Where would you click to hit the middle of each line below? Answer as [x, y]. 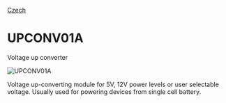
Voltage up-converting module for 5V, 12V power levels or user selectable [113, 84]
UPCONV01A [45, 38]
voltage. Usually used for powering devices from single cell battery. [104, 92]
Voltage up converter [38, 57]
